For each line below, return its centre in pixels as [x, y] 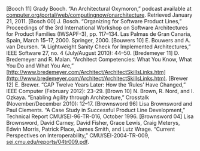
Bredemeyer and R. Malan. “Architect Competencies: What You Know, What [99, 59]
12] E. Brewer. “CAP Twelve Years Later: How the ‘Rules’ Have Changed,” [96, 85]
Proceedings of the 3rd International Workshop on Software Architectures [97, 27]
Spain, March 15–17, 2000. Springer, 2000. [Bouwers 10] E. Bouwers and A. [98, 40]
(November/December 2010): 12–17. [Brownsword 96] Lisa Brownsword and [99, 104]
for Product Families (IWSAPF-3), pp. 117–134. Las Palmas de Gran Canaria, [99, 34]
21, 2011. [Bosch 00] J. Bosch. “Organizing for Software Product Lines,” [94, 21]
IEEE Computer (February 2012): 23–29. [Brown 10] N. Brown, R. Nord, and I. [100, 91]
